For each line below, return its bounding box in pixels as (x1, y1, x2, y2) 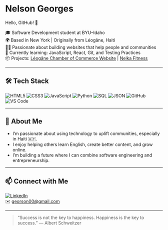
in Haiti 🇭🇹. (12, 135, 37, 141)
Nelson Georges (5, 3, 74, 14)
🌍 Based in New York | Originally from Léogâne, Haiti (5, 37, 115, 43)
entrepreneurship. (12, 157, 50, 163)
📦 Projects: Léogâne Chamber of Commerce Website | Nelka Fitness (5, 55, 148, 61)
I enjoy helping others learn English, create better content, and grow (12, 141, 153, 147)
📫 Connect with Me (5, 177, 68, 185)
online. (12, 146, 26, 152)
